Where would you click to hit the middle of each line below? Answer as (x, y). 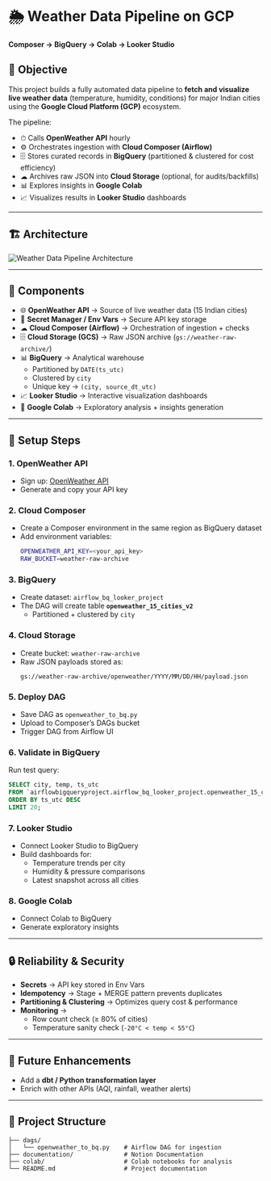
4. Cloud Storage (42, 635)
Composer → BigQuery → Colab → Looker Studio (92, 44)
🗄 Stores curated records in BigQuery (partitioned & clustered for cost (137, 156)
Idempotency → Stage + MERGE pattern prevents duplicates (121, 993)
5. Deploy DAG (37, 697)
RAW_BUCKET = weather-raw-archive (74, 559)
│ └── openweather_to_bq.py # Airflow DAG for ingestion (115, 1147)
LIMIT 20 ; (25, 807)
